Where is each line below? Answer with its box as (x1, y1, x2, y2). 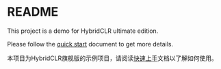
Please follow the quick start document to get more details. (7, 40, 173, 48)
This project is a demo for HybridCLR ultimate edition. (7, 27, 159, 35)
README (7, 4, 59, 20)
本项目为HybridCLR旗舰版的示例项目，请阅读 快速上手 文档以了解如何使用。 (7, 54, 218, 62)
